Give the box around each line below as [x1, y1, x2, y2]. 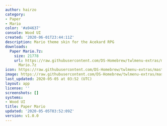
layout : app [5, 81, 30, 86]
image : [5, 72, 19, 77]
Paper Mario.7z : [9, 49, 43, 54]
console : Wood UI [5, 30, 41, 35]
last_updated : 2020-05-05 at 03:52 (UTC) [5, 76, 92, 81]
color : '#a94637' [5, 26, 41, 31]
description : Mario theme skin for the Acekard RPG [5, 40, 114, 45]
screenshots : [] [5, 90, 39, 95]
